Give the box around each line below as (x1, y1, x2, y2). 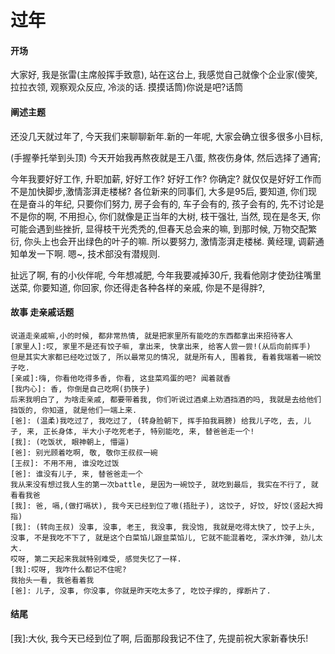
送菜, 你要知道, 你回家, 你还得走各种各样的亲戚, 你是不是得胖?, (10, 281, 266, 293)
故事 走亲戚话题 (10, 306, 75, 318)
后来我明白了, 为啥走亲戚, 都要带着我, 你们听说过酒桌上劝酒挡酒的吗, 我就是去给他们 (10, 394, 322, 405)
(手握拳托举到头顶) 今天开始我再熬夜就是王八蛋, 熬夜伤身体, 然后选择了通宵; (10, 151, 322, 163)
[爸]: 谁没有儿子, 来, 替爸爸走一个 (10, 469, 143, 479)
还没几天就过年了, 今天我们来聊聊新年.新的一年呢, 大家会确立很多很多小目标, (10, 130, 324, 142)
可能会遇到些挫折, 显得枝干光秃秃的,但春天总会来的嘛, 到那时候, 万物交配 (10, 222, 308, 235)
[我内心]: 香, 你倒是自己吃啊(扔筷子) (10, 384, 151, 394)
